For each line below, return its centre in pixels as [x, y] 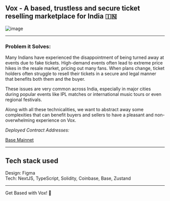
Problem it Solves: [28, 46]
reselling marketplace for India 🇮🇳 [61, 16]
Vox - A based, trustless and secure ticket [73, 8]
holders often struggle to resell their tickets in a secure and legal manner [81, 74]
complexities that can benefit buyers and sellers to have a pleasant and [79, 115]
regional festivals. [24, 100]
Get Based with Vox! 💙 [28, 193]
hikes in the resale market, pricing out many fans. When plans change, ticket [85, 69]
